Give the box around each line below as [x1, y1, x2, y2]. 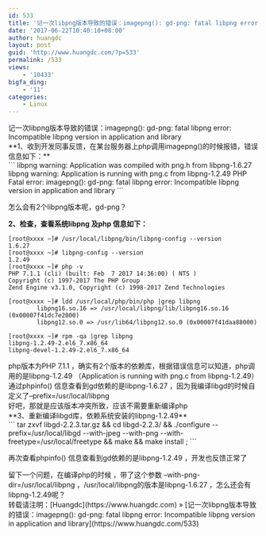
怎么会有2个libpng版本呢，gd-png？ [8, 202, 127, 212]
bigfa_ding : [8, 78, 48, 86]
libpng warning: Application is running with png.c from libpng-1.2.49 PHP [8, 169, 248, 179]
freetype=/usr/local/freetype [8, 437, 102, 446]
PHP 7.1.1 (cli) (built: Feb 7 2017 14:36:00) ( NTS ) [8, 270, 197, 278]
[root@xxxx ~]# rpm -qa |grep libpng [8, 332, 133, 340]
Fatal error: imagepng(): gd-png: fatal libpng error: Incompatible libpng [8, 177, 240, 187]
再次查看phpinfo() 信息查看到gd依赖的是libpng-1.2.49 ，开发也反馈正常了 [8, 453, 248, 463]
